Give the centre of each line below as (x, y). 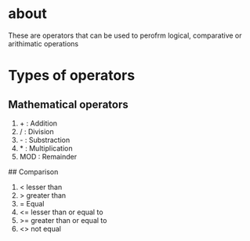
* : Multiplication (46, 148)
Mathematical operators (68, 104)
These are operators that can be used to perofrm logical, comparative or (125, 35)
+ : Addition (38, 123)
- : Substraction (45, 140)
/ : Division (36, 131)
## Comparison (33, 172)
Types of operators (72, 76)
